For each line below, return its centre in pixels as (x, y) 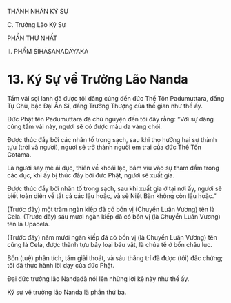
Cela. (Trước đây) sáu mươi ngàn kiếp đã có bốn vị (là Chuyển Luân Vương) (114, 216)
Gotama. (19, 154)
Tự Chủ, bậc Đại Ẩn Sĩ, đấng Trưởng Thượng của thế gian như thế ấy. (105, 106)
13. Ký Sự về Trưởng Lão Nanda (98, 79)
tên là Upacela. (29, 224)
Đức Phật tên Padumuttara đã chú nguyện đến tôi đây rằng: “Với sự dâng (110, 119)
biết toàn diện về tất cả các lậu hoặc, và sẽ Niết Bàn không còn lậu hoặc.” (112, 196)
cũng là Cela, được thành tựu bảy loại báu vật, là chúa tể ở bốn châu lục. (110, 244)
